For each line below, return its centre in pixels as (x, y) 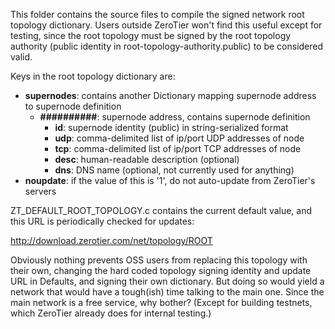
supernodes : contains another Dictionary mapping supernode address (170, 95)
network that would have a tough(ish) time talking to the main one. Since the (167, 292)
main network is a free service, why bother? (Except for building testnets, (161, 302)
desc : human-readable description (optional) (147, 159)
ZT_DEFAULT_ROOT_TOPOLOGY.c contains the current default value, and (161, 210)
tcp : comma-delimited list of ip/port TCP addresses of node (178, 148)
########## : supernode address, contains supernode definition (175, 117)
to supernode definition (73, 106)
